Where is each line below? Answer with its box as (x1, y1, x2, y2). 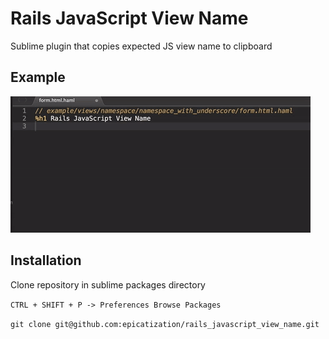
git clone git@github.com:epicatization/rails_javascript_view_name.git (10, 319, 320, 329)
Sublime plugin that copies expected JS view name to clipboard (10, 40, 273, 52)
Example (10, 69, 66, 86)
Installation (10, 252, 82, 269)
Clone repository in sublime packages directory (10, 278, 206, 291)
